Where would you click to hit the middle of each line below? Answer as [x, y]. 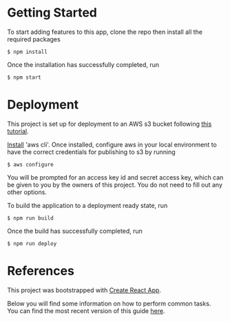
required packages [34, 39]
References [41, 271]
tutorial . [18, 131]
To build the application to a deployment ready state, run [87, 205]
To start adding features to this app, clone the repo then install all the [105, 32]
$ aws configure [30, 164]
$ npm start [24, 77]
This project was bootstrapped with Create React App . [84, 290]
